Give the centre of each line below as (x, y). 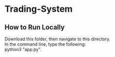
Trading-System (39, 9)
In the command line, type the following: (45, 44)
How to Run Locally (35, 27)
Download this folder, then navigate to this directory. (58, 39)
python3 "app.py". (23, 49)
